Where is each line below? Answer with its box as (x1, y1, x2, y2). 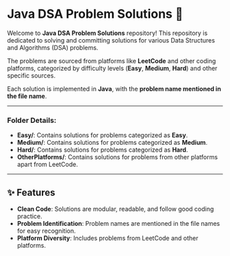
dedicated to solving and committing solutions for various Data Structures (7, 36, 216, 44)
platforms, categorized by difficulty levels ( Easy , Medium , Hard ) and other (7, 64, 218, 72)
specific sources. (7, 71, 56, 80)
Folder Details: (7, 115, 57, 125)
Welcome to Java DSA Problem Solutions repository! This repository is (7, 29, 208, 37)
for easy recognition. (16, 226, 77, 235)
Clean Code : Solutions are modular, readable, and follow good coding (16, 205, 214, 213)
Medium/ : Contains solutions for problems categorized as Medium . (16, 139, 207, 147)
